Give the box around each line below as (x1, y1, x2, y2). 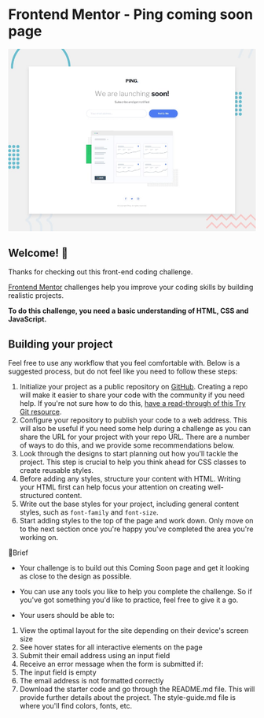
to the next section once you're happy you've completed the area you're (19, 524, 254, 534)
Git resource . (19, 407, 62, 417)
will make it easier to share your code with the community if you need (19, 390, 245, 400)
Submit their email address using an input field (19, 651, 170, 660)
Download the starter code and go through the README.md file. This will (19, 684, 255, 694)
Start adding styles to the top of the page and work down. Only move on (19, 516, 254, 526)
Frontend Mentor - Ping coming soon (8, 6, 254, 24)
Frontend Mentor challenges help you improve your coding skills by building (8, 282, 254, 292)
